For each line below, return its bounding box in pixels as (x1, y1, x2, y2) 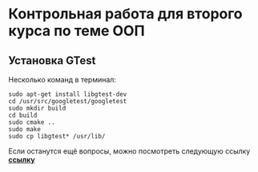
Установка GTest (8, 54, 96, 67)
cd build (8, 111, 38, 119)
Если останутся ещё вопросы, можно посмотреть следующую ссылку (8, 146, 251, 156)
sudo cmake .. (8, 118, 56, 126)
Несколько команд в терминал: (8, 75, 116, 84)
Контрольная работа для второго (8, 5, 243, 23)
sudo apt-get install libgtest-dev (8, 90, 127, 98)
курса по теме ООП (8, 22, 146, 40)
